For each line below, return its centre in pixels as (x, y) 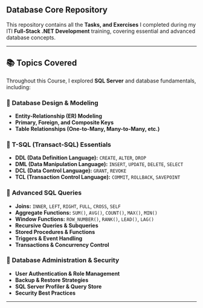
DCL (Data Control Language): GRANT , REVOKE (71, 171)
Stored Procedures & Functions (55, 232)
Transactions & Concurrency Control (62, 244)
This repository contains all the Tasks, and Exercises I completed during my (101, 24)
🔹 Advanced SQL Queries (44, 193)
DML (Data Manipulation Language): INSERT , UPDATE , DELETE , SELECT (99, 164)
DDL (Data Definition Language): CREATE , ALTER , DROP (81, 158)
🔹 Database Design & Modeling (52, 102)
